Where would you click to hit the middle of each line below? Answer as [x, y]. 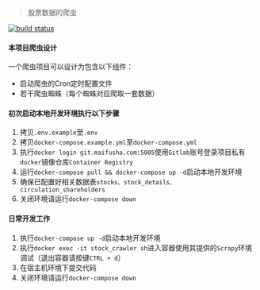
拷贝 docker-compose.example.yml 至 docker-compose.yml [108, 142]
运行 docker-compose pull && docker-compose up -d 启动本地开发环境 [131, 172]
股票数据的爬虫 [52, 12]
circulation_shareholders [62, 190]
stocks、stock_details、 [136, 183]
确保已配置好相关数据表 [58, 182]
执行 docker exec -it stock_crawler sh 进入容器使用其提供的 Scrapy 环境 [136, 247]
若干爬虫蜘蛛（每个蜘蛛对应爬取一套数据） [89, 94]
